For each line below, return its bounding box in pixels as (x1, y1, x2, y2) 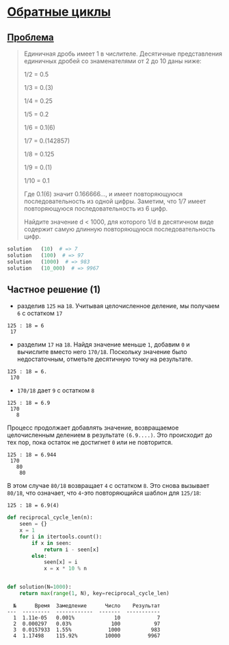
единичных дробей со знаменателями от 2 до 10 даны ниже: (23, 57, 202, 65)
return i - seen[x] (43, 546, 99, 553)
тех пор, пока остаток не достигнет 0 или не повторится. (7, 438, 173, 447)
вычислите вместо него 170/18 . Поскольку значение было (16, 348, 187, 356)
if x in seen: (31, 539, 72, 546)
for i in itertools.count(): (19, 533, 103, 540)
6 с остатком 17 (16, 309, 63, 318)
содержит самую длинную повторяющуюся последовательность (23, 225, 216, 233)
